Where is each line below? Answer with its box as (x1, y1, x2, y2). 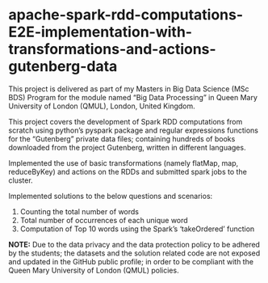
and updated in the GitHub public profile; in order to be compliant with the (8, 256, 254, 266)
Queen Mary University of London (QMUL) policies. (8, 265, 179, 275)
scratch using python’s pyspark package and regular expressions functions (8, 125, 258, 135)
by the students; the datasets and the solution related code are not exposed (8, 248, 261, 258)
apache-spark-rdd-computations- (8, 6, 244, 24)
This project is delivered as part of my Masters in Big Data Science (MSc (8, 83, 249, 94)
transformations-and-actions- (8, 40, 216, 58)
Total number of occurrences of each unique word (19, 215, 188, 225)
